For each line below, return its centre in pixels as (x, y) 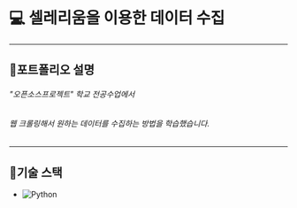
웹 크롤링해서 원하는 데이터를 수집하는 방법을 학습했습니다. (110, 123)
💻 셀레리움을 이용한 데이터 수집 (117, 18)
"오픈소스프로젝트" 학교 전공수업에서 (72, 94)
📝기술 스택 (36, 172)
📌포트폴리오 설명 (52, 70)
